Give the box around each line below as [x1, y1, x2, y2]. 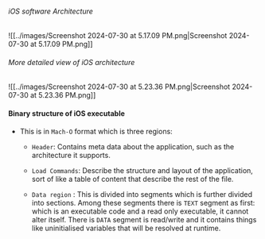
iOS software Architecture [8, 6, 94, 16]
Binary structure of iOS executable [8, 109, 126, 118]
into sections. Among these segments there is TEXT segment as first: [31, 198, 255, 207]
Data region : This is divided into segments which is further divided [31, 189, 253, 199]
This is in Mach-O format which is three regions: [19, 126, 173, 136]
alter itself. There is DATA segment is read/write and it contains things [31, 214, 257, 224]
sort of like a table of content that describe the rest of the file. [31, 174, 234, 183]
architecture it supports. [31, 150, 111, 160]
